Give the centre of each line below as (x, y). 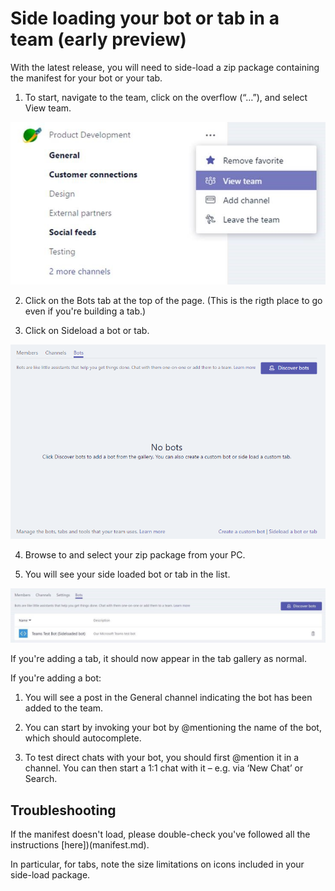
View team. (48, 108)
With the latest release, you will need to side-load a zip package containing (165, 67)
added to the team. (64, 708)
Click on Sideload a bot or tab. (87, 331)
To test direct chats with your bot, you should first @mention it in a (162, 758)
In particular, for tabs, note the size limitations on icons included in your (157, 864)
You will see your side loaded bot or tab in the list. (127, 574)
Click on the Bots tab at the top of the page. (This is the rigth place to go (173, 301)
